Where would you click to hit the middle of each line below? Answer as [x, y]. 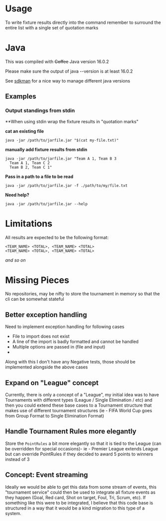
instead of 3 [17, 459]
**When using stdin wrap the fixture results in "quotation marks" [72, 121]
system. [13, 513]
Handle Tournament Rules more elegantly [71, 431]
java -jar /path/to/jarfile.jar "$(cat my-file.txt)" [62, 140]
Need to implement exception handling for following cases [65, 327]
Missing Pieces [37, 280]
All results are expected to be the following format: [57, 237]
